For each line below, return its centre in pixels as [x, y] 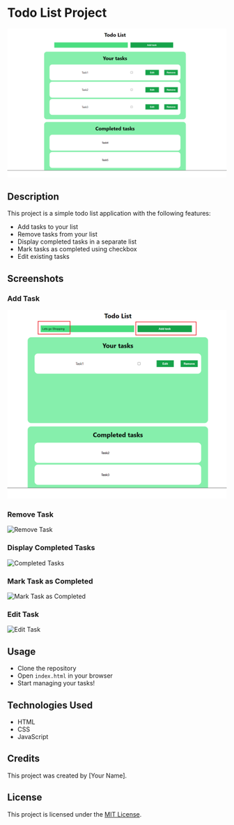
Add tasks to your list [48, 227]
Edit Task [23, 614]
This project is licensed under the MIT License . [75, 814]
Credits [24, 759]
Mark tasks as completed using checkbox [77, 249]
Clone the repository [47, 669]
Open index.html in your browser [65, 676]
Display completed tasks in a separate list [77, 241]
